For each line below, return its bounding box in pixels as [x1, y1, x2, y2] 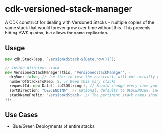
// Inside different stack [5, 66, 60, 70]
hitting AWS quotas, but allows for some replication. [5, 30, 109, 35]
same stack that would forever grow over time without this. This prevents [5, 24, 151, 30]
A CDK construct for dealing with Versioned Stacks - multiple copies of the [5, 19, 155, 25]
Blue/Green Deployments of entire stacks [12, 123, 95, 129]
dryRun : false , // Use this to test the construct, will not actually [9, 74, 155, 80]
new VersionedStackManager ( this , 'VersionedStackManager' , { [5, 70, 131, 75]
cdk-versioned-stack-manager [5, 3, 132, 15]
